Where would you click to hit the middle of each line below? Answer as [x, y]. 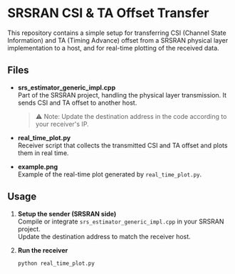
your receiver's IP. [62, 124]
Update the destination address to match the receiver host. [104, 236]
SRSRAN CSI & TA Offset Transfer [108, 13]
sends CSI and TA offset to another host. [77, 102]
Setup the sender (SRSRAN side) [67, 214]
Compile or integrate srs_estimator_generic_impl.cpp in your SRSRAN [121, 221]
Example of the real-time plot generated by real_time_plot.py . [110, 174]
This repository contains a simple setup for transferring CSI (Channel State [117, 33]
